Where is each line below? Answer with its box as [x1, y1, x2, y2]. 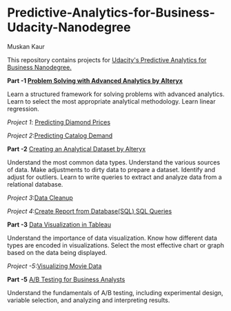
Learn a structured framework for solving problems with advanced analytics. [7, 90, 225, 98]
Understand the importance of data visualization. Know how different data [7, 234, 217, 242]
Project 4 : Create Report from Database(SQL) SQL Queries [7, 207, 172, 215]
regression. [7, 104, 39, 113]
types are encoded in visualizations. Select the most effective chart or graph [7, 241, 225, 249]
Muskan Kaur [7, 42, 45, 50]
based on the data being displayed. [7, 248, 108, 256]
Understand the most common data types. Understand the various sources [7, 158, 221, 167]
